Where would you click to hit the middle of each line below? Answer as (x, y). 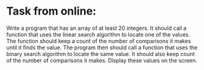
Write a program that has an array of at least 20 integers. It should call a (97, 28)
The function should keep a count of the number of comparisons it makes (99, 41)
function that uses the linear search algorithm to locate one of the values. (98, 34)
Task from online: (51, 11)
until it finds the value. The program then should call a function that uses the (102, 47)
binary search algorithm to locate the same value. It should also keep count (100, 54)
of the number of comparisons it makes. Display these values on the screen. (102, 60)
